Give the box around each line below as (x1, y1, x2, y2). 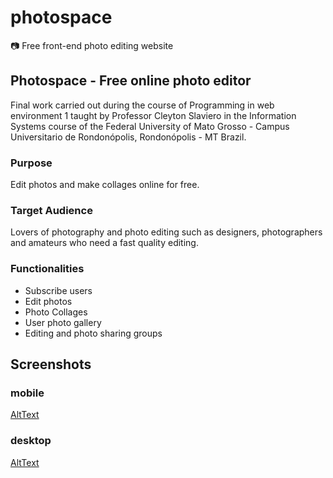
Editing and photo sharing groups (24, 327, 163, 339)
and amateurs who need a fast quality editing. (10, 237, 199, 249)
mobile (10, 386, 45, 400)
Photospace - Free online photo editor (10, 72, 252, 90)
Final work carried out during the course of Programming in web (10, 99, 275, 111)
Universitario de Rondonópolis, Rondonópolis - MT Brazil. (10, 131, 247, 143)
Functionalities (10, 262, 85, 276)
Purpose (10, 156, 53, 170)
